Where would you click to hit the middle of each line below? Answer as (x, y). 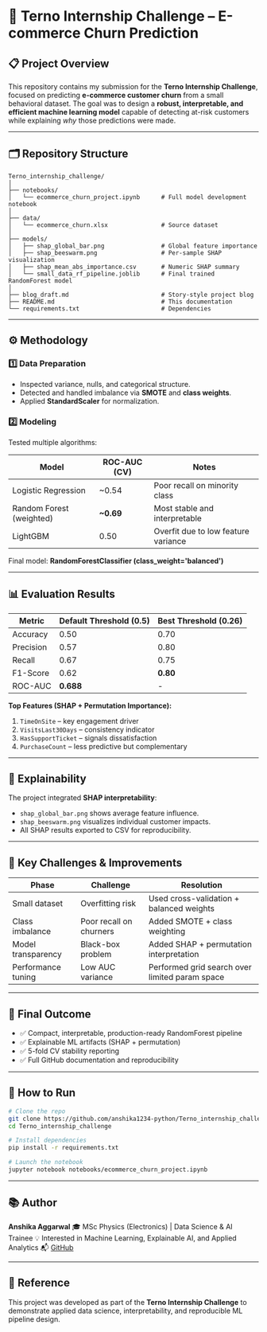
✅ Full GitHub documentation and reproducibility (99, 1060)
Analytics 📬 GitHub (41, 1247)
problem (96, 955)
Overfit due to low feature (201, 531)
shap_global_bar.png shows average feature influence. (109, 813)
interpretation (174, 955)
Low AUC (98, 967)
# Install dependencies (48, 1141)
